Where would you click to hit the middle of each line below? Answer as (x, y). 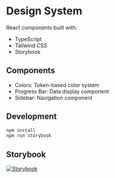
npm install (21, 130)
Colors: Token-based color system (57, 85)
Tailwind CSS (31, 45)
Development (32, 117)
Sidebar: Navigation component (54, 97)
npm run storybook (29, 136)
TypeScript (28, 39)
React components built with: (42, 27)
